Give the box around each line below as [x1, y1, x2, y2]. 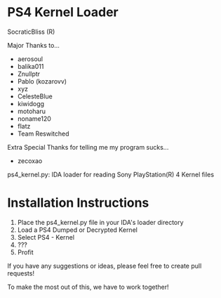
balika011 [17, 62, 44, 70]
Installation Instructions [7, 195, 149, 211]
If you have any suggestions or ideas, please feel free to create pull [7, 261, 202, 270]
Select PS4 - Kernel [17, 233, 75, 241]
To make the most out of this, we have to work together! [7, 283, 170, 291]
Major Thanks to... [7, 41, 60, 49]
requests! [7, 268, 35, 278]
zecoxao [17, 156, 43, 165]
